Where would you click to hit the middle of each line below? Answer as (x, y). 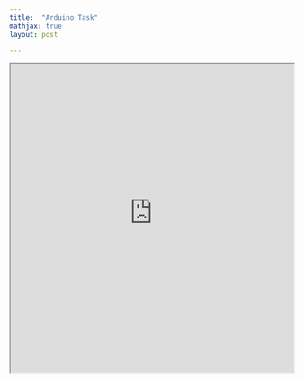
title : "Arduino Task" (54, 18)
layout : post (34, 34)
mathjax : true (36, 26)
